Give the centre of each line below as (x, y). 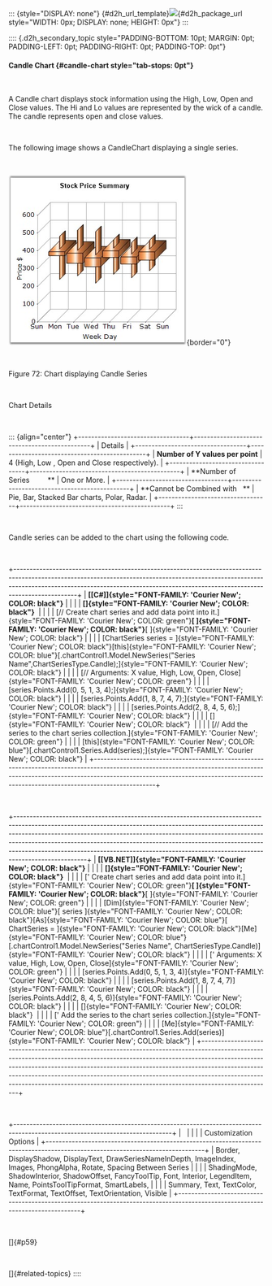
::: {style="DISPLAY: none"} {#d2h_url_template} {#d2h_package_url (125, 13)
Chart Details (30, 406)
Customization (229, 1133)
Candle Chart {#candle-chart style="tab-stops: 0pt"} (101, 65)
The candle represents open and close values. (86, 116)
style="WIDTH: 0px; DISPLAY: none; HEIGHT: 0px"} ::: (99, 22)
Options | (24, 1141)
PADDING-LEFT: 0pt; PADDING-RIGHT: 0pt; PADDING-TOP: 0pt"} (117, 46)
